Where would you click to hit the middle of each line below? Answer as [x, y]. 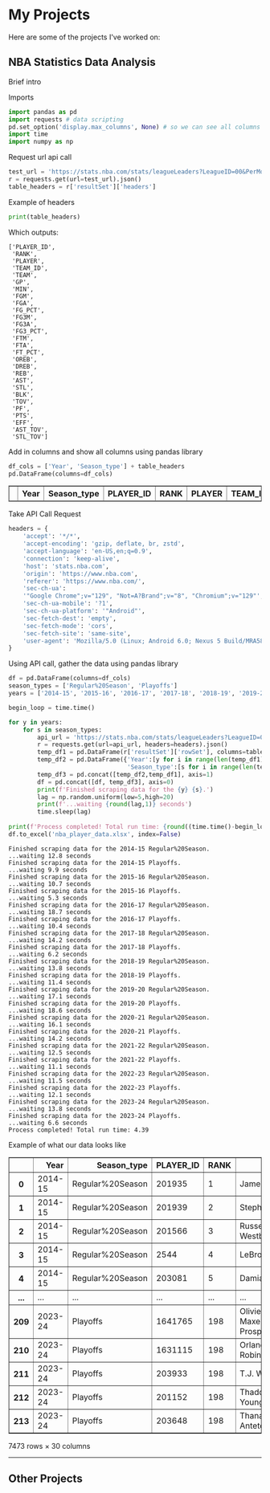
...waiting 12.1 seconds [50, 1095]
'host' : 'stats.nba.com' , [66, 566]
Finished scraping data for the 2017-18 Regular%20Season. [109, 933]
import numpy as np [41, 142]
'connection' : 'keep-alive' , [72, 559]
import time [28, 134]
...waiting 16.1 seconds [50, 1024]
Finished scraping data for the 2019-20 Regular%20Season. [109, 989]
